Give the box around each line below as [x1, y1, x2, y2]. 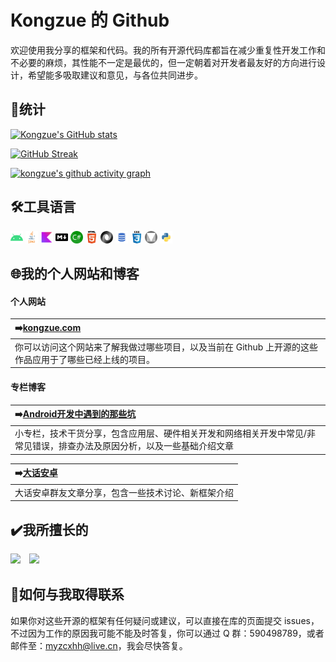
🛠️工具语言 [10, 199, 77, 216]
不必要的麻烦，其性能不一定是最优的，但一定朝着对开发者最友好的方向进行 [10, 56, 317, 68]
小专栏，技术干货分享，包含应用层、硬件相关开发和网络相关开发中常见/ [14, 427, 308, 440]
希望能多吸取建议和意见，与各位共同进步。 [27, 69, 203, 81]
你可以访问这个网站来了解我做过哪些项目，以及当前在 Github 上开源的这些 [14, 341, 319, 353]
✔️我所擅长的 [10, 521, 89, 538]
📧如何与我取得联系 [10, 586, 125, 603]
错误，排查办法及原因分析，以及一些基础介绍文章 [31, 440, 234, 452]
